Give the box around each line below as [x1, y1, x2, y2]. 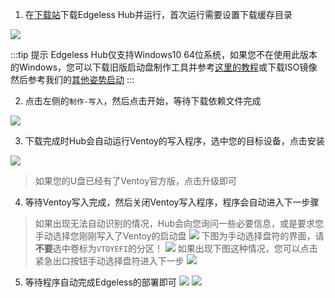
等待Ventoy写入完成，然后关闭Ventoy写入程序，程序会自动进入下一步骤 [24, 196, 320, 208]
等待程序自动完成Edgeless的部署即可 [24, 276, 177, 288]
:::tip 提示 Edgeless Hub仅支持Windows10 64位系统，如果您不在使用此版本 [10, 49, 318, 60]
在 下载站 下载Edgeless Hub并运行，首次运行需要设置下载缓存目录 [24, 9, 293, 20]
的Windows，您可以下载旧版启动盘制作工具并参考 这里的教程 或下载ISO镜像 [10, 61, 318, 73]
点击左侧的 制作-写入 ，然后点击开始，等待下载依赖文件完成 [24, 95, 262, 107]
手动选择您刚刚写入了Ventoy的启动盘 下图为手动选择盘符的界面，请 [34, 230, 325, 242]
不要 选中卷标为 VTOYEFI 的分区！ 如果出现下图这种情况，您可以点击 [34, 243, 318, 254]
